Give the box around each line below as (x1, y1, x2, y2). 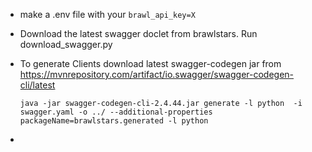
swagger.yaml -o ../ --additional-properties (19, 107, 213, 117)
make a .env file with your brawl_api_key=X (19, 9, 196, 20)
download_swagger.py (19, 39, 113, 50)
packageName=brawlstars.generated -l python (19, 116, 209, 126)
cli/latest (19, 79, 56, 91)
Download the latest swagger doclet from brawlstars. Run (19, 28, 258, 39)
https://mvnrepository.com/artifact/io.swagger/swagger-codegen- (19, 69, 295, 80)
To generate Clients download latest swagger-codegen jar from (19, 58, 282, 69)
